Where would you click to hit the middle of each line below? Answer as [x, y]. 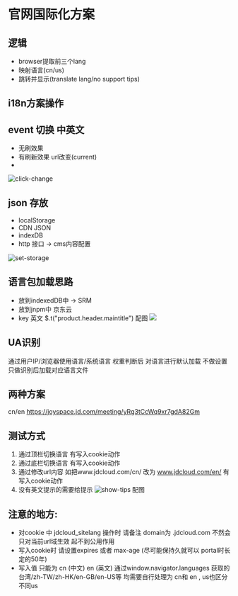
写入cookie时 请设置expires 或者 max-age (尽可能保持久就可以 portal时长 [124, 551]
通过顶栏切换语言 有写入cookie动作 [69, 454]
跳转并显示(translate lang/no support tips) [79, 79]
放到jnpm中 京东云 [45, 309]
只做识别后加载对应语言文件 [48, 370]
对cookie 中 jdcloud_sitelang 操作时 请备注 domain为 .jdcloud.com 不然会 [124, 533]
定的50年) [33, 559]
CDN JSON [35, 228]
